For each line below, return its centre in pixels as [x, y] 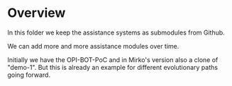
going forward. [29, 75]
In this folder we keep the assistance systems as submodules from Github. [116, 32]
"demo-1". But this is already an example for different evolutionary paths [113, 67]
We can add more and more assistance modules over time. [93, 46]
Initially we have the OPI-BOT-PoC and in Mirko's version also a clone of [113, 60]
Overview [37, 13]
